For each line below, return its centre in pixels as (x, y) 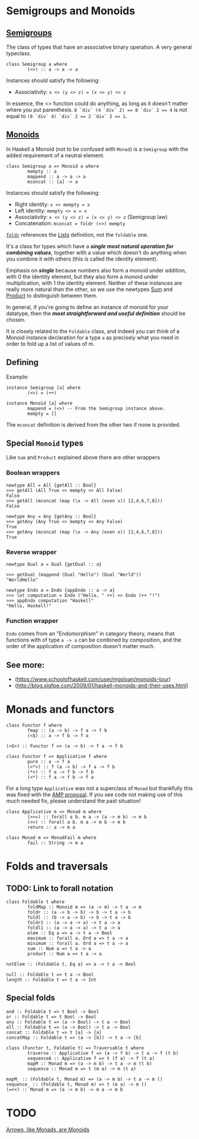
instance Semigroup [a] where (44, 388)
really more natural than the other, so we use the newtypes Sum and (89, 289)
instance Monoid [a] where (39, 403)
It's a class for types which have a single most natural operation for (90, 246)
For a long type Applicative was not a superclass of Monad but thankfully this (99, 788)
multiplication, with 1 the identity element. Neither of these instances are (94, 283)
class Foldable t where (36, 902)
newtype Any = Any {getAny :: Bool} (51, 516)
